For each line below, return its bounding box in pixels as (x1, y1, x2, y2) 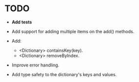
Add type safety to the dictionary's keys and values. (11, 71, 117, 77)
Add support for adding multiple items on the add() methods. (11, 28, 135, 34)
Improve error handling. (11, 62, 60, 68)
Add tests (11, 19, 32, 25)
